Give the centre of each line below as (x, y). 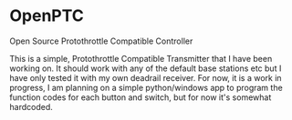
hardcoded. (31, 106)
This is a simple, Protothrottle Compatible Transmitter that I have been (141, 58)
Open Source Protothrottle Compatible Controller (101, 41)
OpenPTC (47, 16)
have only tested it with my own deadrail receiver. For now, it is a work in (146, 77)
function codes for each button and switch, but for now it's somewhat (141, 97)
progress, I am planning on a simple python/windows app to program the (146, 87)
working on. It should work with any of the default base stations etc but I (146, 68)
